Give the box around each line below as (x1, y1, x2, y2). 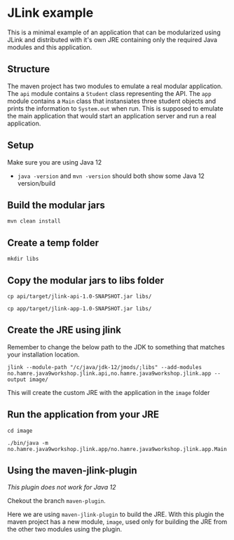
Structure (7, 63, 50, 75)
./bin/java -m (7, 439, 49, 446)
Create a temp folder (7, 237, 99, 249)
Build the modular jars (7, 199, 105, 211)
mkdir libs (7, 256, 39, 263)
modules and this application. (7, 43, 92, 51)
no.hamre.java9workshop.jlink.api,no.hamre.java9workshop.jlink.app (7, 370, 212, 377)
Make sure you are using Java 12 (7, 158, 102, 166)
